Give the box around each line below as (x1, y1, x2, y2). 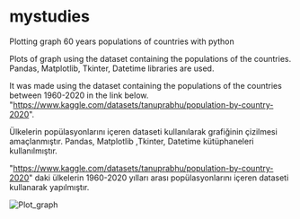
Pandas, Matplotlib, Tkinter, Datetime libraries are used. (9, 63, 215, 74)
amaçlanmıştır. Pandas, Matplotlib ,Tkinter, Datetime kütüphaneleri (9, 136, 254, 146)
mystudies (9, 6, 90, 27)
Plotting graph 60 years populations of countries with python (9, 36, 235, 47)
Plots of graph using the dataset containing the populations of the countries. (9, 53, 292, 64)
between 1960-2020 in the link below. (9, 90, 149, 101)
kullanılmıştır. (9, 145, 58, 156)
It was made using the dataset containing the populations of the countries (9, 80, 283, 91)
